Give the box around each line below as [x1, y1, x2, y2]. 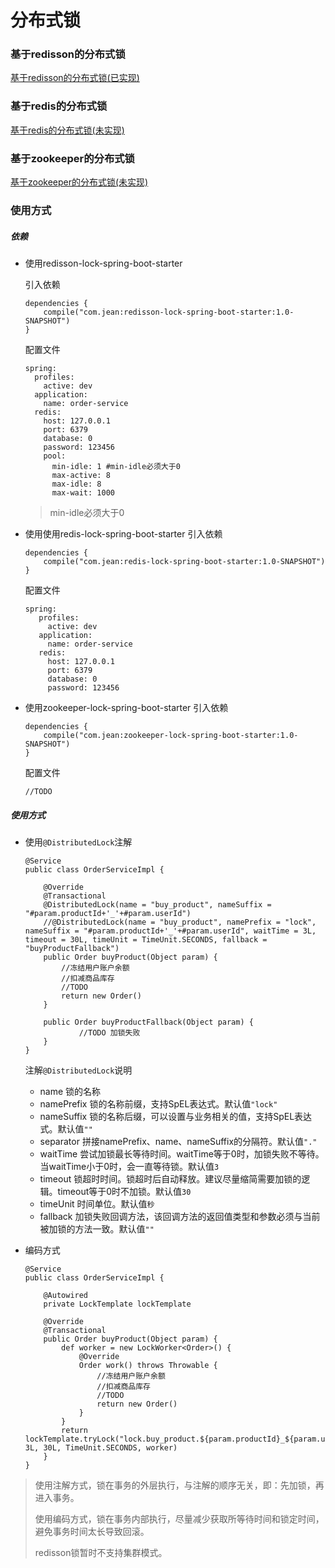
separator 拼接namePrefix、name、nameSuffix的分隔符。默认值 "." [39, 1135, 318, 1147]
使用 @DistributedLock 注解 [24, 836, 133, 848]
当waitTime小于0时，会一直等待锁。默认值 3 [39, 1160, 220, 1172]
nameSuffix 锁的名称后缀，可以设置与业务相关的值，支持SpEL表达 [39, 1110, 313, 1122]
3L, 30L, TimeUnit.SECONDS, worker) [24, 1442, 178, 1453]
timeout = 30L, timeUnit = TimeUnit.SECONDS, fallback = [24, 934, 268, 945]
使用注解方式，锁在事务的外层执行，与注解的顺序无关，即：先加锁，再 [34, 1479, 325, 1491]
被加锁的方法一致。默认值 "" [39, 1222, 155, 1235]
